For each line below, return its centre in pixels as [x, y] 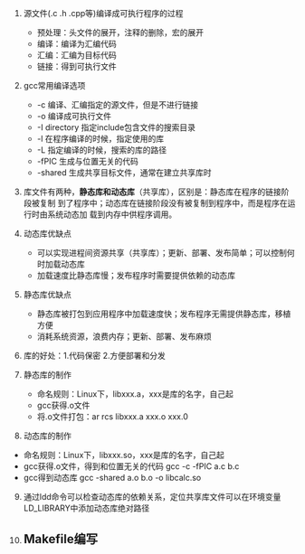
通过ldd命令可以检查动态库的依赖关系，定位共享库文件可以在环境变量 [152, 497]
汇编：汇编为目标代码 [76, 55]
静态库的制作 [47, 375]
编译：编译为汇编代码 [76, 44]
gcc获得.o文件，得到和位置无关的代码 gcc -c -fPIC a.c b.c [131, 466]
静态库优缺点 [47, 295]
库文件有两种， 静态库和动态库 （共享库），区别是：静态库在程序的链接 [152, 192]
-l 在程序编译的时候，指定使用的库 [100, 139]
